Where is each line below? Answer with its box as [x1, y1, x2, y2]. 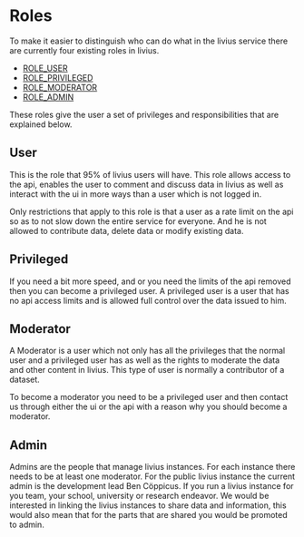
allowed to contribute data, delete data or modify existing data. [9, 225, 244, 236]
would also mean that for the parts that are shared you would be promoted [9, 510, 288, 521]
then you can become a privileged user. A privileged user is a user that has [9, 285, 289, 296]
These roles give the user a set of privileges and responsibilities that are [9, 109, 279, 120]
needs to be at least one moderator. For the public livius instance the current [9, 471, 296, 482]
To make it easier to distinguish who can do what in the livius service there [9, 35, 289, 46]
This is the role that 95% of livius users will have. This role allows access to [9, 169, 291, 180]
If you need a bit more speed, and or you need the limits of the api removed [9, 276, 291, 287]
